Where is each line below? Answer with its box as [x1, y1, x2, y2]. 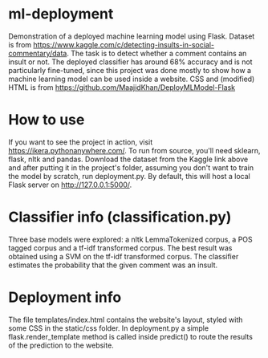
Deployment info [8, 288, 122, 306]
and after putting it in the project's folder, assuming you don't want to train [8, 162, 254, 173]
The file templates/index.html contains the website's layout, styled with [8, 315, 243, 324]
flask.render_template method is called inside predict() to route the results [8, 332, 253, 341]
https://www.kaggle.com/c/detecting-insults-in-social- [33, 39, 215, 49]
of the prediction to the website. [8, 340, 114, 350]
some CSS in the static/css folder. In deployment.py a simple [8, 323, 209, 333]
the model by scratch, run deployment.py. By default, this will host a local [8, 171, 250, 181]
